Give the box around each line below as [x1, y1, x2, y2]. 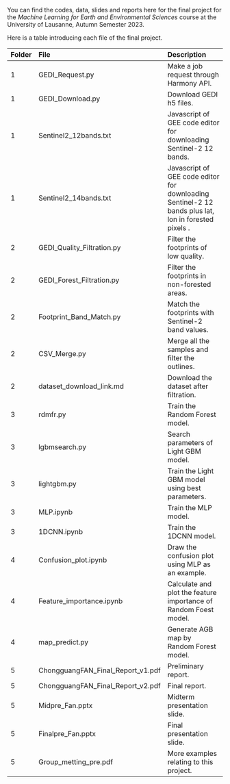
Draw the [167, 542, 197, 552]
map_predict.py [38, 637, 89, 646]
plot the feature [167, 588, 217, 597]
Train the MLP [167, 503, 212, 512]
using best [167, 483, 201, 492]
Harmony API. [167, 79, 212, 88]
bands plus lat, [167, 206, 214, 215]
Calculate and [167, 579, 212, 588]
